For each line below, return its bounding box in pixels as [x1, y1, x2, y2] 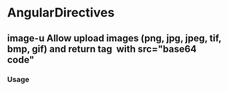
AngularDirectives [7, 5, 115, 21]
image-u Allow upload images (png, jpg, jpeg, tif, [7, 32, 222, 44]
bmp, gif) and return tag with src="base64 [7, 43, 198, 54]
